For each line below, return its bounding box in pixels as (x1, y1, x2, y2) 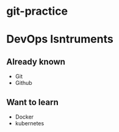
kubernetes (15, 120, 45, 127)
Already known (6, 56, 66, 67)
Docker (15, 113, 34, 120)
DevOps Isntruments (6, 32, 114, 46)
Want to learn (6, 97, 59, 108)
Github (15, 79, 32, 87)
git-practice (6, 4, 68, 18)
